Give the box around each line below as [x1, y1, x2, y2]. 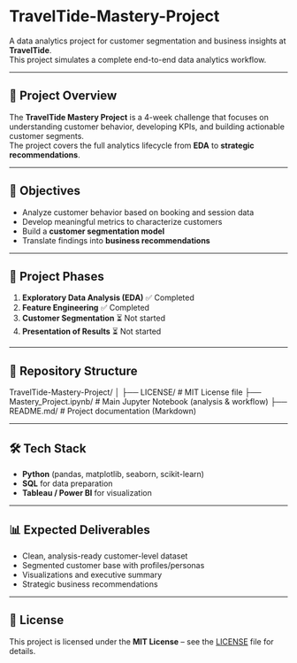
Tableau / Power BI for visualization [21, 488, 152, 497]
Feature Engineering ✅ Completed [21, 303, 150, 313]
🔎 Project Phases [9, 268, 104, 284]
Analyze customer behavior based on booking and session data [21, 206, 255, 218]
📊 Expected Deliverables [9, 522, 150, 537]
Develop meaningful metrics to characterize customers [21, 216, 223, 227]
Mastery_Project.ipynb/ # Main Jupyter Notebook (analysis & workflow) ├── [9, 397, 287, 407]
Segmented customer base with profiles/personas [21, 559, 205, 570]
